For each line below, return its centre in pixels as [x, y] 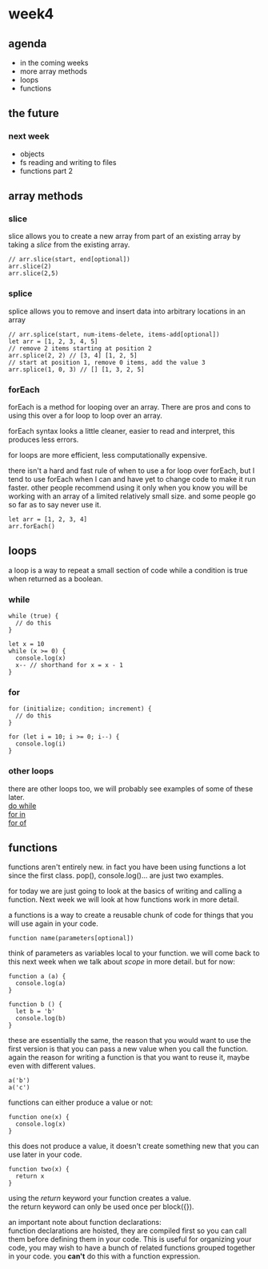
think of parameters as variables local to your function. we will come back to [134, 953]
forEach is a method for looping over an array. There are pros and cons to [130, 406]
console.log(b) [41, 1019]
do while [22, 806]
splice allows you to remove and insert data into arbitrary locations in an [127, 311]
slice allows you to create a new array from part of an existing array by [125, 236]
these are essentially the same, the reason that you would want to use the [130, 1041]
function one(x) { [39, 1117]
